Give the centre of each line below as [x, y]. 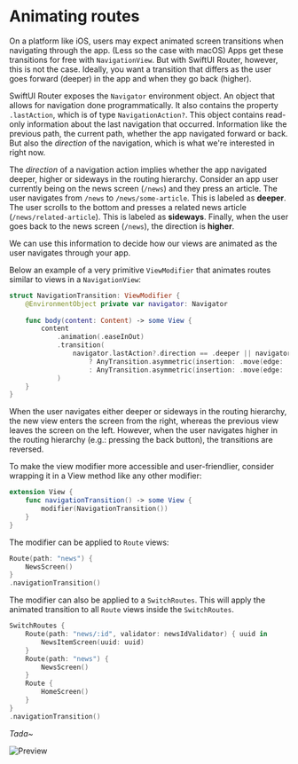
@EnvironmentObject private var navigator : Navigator [126, 303]
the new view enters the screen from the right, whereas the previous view [144, 421]
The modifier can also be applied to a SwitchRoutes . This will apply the [137, 600]
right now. [27, 152]
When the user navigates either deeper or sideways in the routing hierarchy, [148, 412]
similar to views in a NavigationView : [75, 279]
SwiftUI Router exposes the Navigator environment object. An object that [142, 96]
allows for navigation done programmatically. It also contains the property [144, 105]
